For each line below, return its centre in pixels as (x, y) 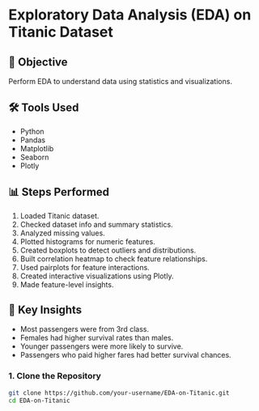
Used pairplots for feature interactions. (85, 267)
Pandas (33, 140)
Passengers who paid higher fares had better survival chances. (126, 355)
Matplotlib (37, 148)
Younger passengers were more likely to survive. (102, 346)
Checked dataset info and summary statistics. (96, 224)
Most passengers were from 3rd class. (85, 329)
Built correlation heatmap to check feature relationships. (114, 258)
